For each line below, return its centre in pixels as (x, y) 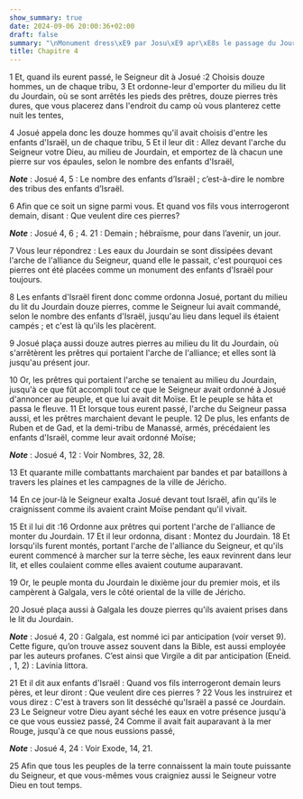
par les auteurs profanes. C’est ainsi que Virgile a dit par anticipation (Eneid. (150, 656)
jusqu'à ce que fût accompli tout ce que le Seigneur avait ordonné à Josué (148, 390)
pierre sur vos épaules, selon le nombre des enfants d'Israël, (122, 162)
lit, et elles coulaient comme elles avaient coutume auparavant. (126, 565)
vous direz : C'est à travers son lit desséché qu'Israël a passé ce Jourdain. (147, 702)
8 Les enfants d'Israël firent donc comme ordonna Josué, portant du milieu (148, 297)
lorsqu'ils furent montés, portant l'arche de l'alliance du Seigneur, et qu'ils (147, 546)
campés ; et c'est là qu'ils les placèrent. (83, 326)
